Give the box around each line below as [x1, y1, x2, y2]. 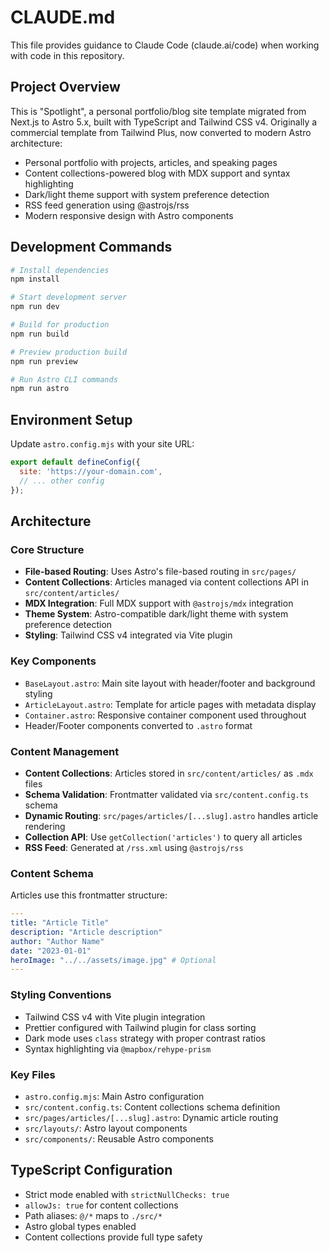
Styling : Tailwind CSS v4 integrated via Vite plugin [24, 629, 233, 641]
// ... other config [19, 476, 105, 486]
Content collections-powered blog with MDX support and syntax [24, 167, 291, 179]
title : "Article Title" [10, 918, 110, 928]
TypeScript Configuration [10, 1162, 173, 1179]
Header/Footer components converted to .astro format [24, 719, 253, 731]
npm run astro [10, 384, 70, 394]
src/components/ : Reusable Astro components [24, 1132, 214, 1145]
